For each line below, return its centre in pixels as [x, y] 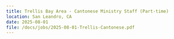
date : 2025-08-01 [27, 22]
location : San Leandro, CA [39, 17]
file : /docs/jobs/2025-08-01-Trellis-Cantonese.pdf [70, 27]
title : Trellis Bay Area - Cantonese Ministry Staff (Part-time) [87, 11]
